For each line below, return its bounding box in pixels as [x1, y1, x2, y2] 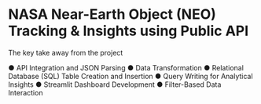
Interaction [8, 88, 43, 97]
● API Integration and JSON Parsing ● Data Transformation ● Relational [8, 63, 244, 72]
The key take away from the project [8, 48, 123, 57]
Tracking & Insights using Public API [8, 22, 249, 40]
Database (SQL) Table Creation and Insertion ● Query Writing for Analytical [8, 71, 253, 81]
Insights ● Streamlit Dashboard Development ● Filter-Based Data [8, 80, 222, 89]
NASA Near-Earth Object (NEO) [8, 5, 216, 23]
